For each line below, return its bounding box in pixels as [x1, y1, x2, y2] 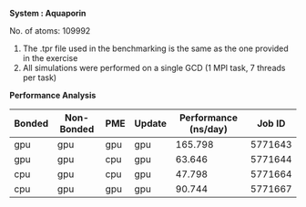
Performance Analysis [9, 90, 97, 100]
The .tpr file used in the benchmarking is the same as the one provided [22, 43, 289, 54]
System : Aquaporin [9, 8, 87, 18]
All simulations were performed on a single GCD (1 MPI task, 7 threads [22, 63, 286, 73]
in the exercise [22, 53, 78, 63]
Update [134, 118, 167, 129]
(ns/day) [189, 123, 228, 135]
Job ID [256, 118, 286, 129]
